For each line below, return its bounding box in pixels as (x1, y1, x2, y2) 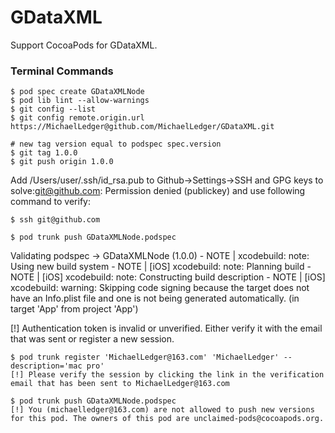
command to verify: (10, 196, 91, 208)
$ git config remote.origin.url (10, 113, 145, 123)
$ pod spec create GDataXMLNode (10, 87, 145, 97)
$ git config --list (10, 104, 97, 115)
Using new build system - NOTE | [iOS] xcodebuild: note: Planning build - (10, 261, 312, 273)
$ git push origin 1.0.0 (10, 157, 114, 167)
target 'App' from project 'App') (10, 303, 139, 315)
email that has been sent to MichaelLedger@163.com (10, 379, 230, 389)
